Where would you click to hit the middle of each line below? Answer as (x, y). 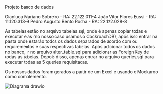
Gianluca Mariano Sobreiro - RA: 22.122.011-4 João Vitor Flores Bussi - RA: (81, 16)
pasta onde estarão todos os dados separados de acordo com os (71, 41)
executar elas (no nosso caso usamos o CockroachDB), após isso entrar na (81, 36)
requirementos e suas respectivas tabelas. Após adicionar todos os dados (80, 47)
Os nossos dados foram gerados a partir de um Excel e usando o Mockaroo (81, 72)
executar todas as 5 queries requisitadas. (47, 62)
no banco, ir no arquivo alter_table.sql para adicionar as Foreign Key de (77, 52)
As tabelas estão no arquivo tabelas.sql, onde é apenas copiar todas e (76, 31)
